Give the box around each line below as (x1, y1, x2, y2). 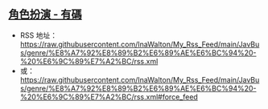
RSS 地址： (19, 30, 58, 40)
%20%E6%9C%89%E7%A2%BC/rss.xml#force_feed (19, 91, 199, 102)
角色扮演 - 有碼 (8, 7, 82, 22)
